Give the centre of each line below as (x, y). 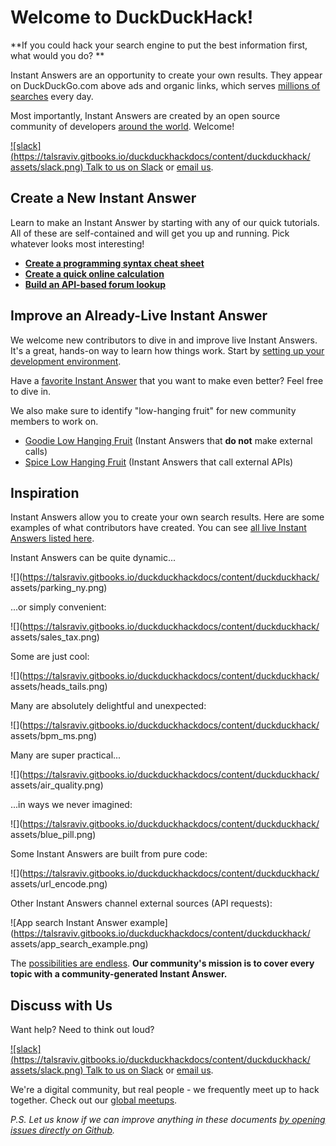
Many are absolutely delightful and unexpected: (108, 706)
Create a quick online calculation (94, 273)
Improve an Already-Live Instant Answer (139, 316)
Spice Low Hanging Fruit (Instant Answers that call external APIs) (159, 462)
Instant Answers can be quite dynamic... (93, 558)
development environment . (66, 361)
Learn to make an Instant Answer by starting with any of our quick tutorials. (165, 222)
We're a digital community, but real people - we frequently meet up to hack (165, 1090)
